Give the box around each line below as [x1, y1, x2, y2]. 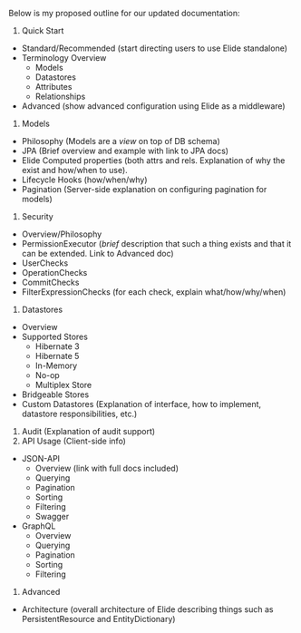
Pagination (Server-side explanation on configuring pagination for [21, 184, 267, 194]
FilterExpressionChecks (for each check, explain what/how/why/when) [21, 287, 286, 297]
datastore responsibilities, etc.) [21, 408, 138, 419]
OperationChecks [21, 268, 88, 278]
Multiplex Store [34, 380, 92, 390]
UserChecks [21, 258, 69, 268]
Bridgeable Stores [21, 389, 90, 400]
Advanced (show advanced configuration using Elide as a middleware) [21, 101, 286, 112]
